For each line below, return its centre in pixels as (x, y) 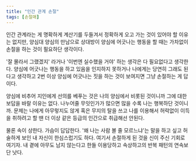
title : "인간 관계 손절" (33, 11)
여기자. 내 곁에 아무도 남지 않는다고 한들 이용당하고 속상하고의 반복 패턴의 (90, 145)
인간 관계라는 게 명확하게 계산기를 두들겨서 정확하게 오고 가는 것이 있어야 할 (92, 34)
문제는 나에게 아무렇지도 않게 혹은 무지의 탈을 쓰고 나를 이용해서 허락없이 (97, 110)
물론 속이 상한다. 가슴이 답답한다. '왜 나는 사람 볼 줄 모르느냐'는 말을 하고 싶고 (94, 130)
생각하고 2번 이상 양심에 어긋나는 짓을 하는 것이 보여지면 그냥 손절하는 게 (99, 76)
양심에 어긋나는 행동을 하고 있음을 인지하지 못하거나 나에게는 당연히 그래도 (98, 68)
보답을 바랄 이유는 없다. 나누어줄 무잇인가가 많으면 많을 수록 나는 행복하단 (90, 103)
